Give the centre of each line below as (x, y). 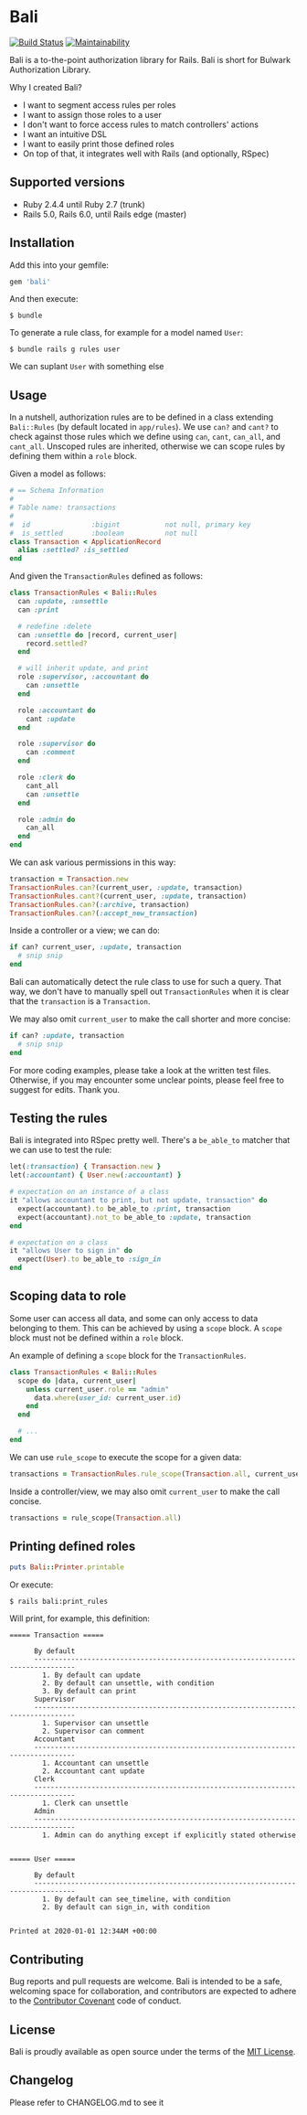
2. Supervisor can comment (94, 1731)
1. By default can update (92, 1675)
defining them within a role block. (73, 456)
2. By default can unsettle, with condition (128, 1683)
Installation (42, 243)
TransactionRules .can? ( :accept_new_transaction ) (104, 913)
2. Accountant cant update (94, 1771)
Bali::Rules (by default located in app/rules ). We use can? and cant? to (144, 427)
